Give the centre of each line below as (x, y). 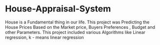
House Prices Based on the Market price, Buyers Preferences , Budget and (80, 27)
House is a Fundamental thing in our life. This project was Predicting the (77, 22)
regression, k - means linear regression (45, 37)
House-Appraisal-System (58, 9)
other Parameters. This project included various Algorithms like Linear (75, 32)
